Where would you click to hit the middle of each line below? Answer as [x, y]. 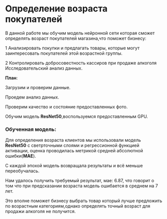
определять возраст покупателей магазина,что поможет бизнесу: [76, 38]
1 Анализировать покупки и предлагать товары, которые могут [73, 48]
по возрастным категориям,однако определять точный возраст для [78, 206]
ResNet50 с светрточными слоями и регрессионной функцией [72, 145]
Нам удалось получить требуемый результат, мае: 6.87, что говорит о [80, 181]
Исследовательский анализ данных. [44, 68]
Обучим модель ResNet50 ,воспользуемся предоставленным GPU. [77, 116]
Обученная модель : [31, 129]
